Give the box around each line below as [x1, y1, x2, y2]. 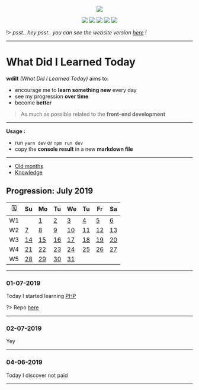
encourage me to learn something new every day [14, 86, 137, 93]
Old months [14, 162, 43, 169]
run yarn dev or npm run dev [14, 139, 84, 146]
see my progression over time [14, 93, 89, 100]
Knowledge [14, 169, 43, 176]
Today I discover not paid [6, 372, 68, 379]
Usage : [6, 128, 25, 135]
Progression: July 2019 [6, 186, 94, 196]
